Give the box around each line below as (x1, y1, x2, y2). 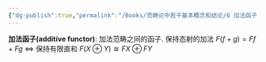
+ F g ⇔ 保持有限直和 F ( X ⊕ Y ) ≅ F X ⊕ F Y (8, 44, 153, 53)
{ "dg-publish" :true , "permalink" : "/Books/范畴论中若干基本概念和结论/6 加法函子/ (8, 11, 261, 20)
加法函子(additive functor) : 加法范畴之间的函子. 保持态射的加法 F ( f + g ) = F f (8, 34, 256, 43)
